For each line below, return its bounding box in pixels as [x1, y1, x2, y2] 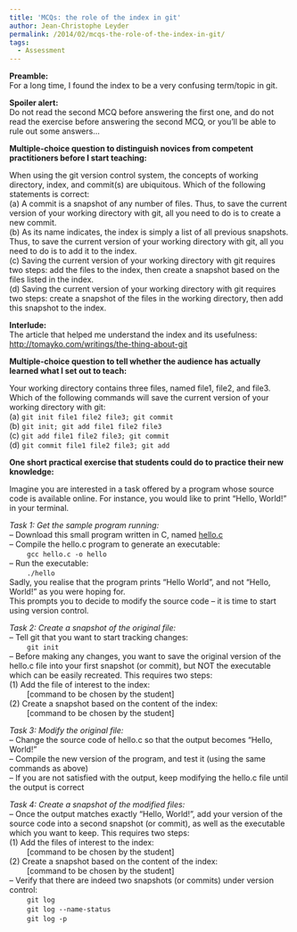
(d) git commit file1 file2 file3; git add [9, 440, 170, 450]
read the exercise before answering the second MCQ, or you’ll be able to [9, 117, 276, 128]
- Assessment [17, 46, 66, 55]
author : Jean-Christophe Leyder [9, 21, 129, 30]
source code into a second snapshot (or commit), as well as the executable [9, 818, 285, 829]
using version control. [9, 606, 89, 616]
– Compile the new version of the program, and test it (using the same [9, 754, 266, 764]
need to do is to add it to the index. [9, 246, 137, 257]
